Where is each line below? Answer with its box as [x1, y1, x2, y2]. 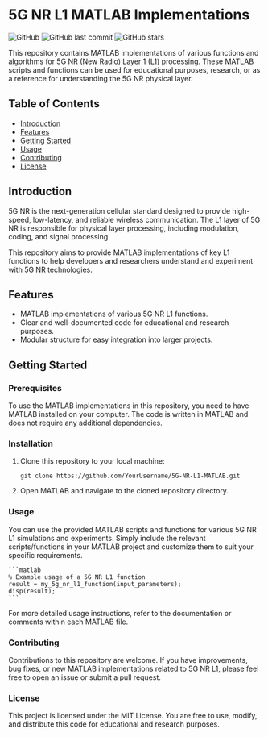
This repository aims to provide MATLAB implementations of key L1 [8, 248, 230, 257]
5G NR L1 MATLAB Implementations [8, 6, 250, 24]
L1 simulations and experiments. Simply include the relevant [8, 533, 207, 543]
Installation [8, 438, 54, 449]
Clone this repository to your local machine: [19, 456, 165, 466]
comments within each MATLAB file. [8, 617, 129, 627]
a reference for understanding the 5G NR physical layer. [8, 73, 193, 83]
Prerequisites [8, 382, 62, 393]
